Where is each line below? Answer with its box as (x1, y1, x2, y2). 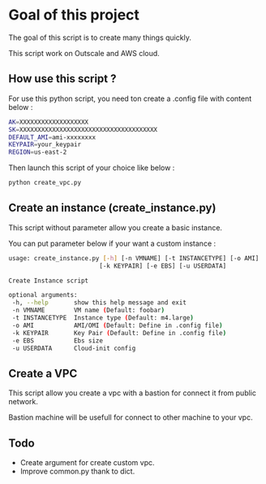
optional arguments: (8, 291, 79, 299)
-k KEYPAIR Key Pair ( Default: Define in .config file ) (11, 329, 227, 337)
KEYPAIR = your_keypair (8, 141, 82, 149)
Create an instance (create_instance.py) (8, 201, 217, 215)
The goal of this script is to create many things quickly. (8, 33, 192, 42)
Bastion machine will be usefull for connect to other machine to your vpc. (8, 412, 253, 422)
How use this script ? (8, 72, 117, 86)
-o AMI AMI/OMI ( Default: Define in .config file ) (11, 321, 223, 329)
